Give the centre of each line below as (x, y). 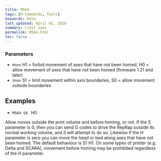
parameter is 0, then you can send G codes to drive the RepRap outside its (80, 127)
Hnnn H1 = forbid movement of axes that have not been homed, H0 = (80, 65)
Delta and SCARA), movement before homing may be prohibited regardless (80, 148)
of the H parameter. (25, 153)
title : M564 (17, 10)
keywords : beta (20, 19)
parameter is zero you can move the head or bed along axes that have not (79, 138)
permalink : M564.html (27, 32)
